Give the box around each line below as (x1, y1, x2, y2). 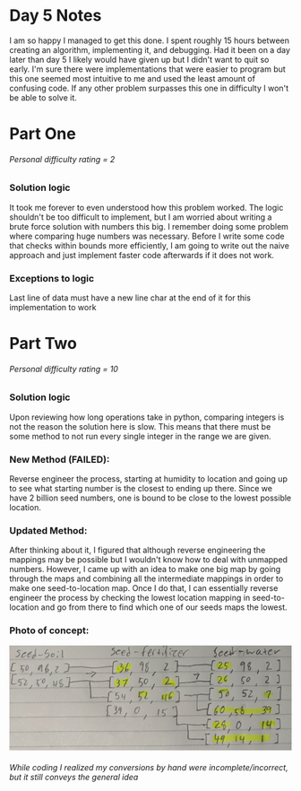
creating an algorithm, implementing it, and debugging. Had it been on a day (9, 44, 291, 55)
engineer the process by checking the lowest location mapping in (9, 593, 251, 604)
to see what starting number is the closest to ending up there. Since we (9, 483, 273, 494)
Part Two (9, 334, 78, 354)
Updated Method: (9, 524, 88, 536)
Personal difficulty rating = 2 (9, 153, 116, 164)
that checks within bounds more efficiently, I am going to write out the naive (9, 239, 289, 251)
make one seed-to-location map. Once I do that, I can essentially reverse (9, 583, 279, 594)
